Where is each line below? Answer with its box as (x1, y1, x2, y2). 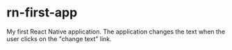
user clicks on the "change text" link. (6, 34, 112, 42)
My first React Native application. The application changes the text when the (6, 27, 226, 36)
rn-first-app (6, 5, 78, 21)
